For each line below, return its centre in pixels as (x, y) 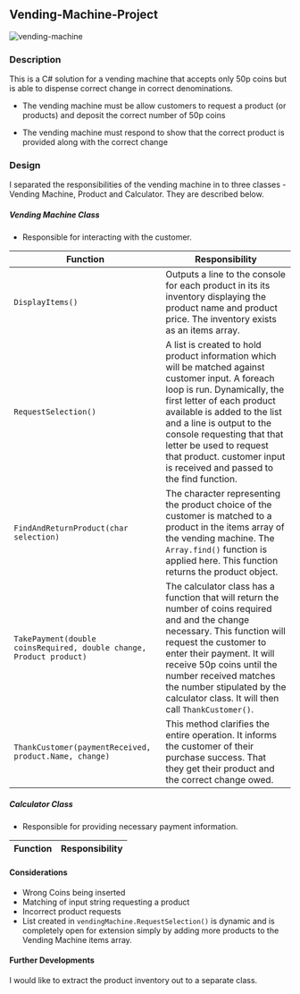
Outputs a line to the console (225, 275)
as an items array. (203, 330)
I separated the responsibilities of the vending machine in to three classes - (148, 185)
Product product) (50, 657)
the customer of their (210, 746)
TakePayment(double (55, 639)
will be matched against (215, 368)
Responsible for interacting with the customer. (107, 237)
